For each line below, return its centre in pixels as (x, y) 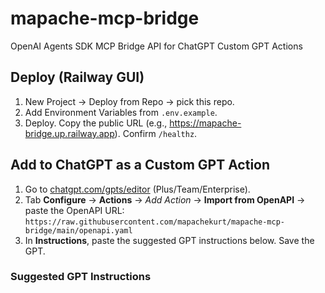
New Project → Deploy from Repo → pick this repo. (129, 101)
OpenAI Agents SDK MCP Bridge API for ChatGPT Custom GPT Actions (156, 46)
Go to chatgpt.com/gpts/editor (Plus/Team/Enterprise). (137, 189)
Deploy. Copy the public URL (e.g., (96, 123)
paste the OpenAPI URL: (74, 210)
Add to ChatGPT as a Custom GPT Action (140, 165)
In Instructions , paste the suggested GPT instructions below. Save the (169, 240)
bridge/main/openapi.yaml (78, 230)
